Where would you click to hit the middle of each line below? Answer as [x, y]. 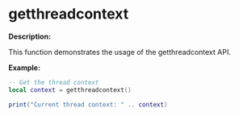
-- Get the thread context [54, 82]
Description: [29, 36]
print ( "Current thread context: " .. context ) [88, 104]
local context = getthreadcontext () [70, 90]
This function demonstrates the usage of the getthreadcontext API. [120, 52]
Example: [25, 67]
